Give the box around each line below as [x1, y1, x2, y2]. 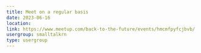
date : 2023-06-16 [6, 15, 51, 21]
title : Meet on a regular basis [6, 9, 89, 15]
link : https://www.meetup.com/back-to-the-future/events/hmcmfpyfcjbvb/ [6, 26, 196, 32]
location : [6, 20, 32, 26]
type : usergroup [6, 37, 48, 43]
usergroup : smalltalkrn [6, 32, 67, 38]
